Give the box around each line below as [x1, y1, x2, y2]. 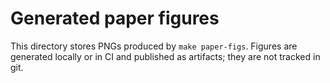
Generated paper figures [10, 7, 220, 30]
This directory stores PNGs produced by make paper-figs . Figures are [10, 40, 298, 52]
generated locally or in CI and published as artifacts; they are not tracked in [10, 50, 321, 62]
